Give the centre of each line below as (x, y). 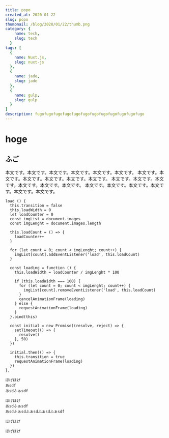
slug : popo (17, 19)
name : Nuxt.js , (31, 57)
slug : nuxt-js (29, 62)
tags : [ (13, 48)
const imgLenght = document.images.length (55, 223)
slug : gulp (26, 100)
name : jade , (27, 76)
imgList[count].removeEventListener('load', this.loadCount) (90, 290)
